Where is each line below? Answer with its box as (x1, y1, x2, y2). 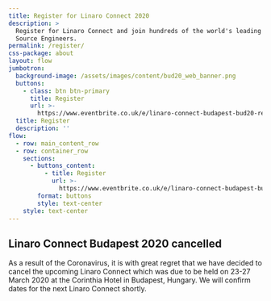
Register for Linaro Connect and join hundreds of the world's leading (15, 27, 262, 35)
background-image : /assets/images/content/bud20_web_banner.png (15, 72, 236, 80)
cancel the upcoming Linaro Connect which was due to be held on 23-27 (8, 267, 251, 277)
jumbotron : (8, 65, 45, 73)
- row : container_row (15, 147, 89, 155)
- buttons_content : (29, 162, 95, 170)
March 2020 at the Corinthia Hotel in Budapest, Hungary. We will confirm (8, 275, 252, 285)
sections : (23, 154, 56, 162)
